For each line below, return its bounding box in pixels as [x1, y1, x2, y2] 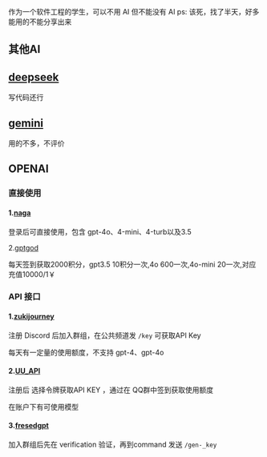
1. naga [8, 207, 31, 218]
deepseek [8, 70, 59, 84]
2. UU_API [8, 367, 41, 376]
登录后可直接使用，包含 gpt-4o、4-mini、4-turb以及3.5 [8, 226, 192, 236]
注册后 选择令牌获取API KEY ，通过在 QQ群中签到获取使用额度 [8, 385, 214, 395]
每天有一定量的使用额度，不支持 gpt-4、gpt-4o [8, 347, 164, 357]
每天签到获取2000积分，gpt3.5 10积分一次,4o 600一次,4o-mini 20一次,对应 [8, 259, 257, 269]
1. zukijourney [8, 311, 55, 322]
